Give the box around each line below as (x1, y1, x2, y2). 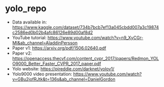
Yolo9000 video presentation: (12, 71, 72, 77)
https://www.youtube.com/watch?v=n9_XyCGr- (47, 35, 143, 41)
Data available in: (12, 19, 47, 25)
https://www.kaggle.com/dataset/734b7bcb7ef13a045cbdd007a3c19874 (12, 24, 159, 30)
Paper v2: (12, 50, 32, 56)
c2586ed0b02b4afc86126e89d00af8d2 (12, 29, 93, 35)
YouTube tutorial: (12, 35, 47, 41)
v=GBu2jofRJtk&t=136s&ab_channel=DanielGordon (12, 76, 116, 82)
